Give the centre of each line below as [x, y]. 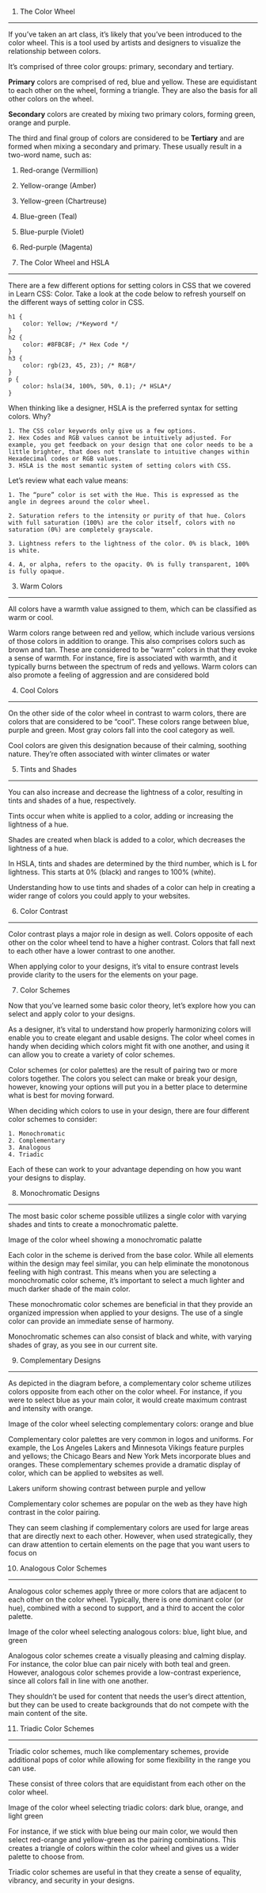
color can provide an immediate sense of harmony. [91, 1321]
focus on [23, 1553]
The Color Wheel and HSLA [65, 262]
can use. [23, 1768]
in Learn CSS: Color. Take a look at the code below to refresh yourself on [127, 294]
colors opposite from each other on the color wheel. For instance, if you [125, 1392]
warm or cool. [31, 617]
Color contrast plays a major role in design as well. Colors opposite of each [131, 934]
